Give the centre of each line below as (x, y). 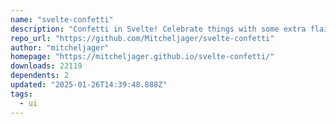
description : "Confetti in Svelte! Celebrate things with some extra (158, 29)
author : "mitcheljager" (60, 47)
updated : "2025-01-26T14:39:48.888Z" (89, 85)
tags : (21, 94)
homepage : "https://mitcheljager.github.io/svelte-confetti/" (142, 57)
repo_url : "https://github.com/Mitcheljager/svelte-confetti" (142, 38)
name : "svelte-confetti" (62, 19)
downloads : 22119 (46, 66)
